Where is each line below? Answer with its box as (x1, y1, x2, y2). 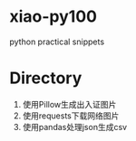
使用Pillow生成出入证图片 (22, 99, 117, 109)
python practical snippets (9, 36, 105, 47)
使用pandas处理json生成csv (22, 121, 128, 132)
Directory (9, 68, 83, 89)
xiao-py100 (9, 6, 98, 27)
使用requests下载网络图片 (22, 110, 120, 121)
